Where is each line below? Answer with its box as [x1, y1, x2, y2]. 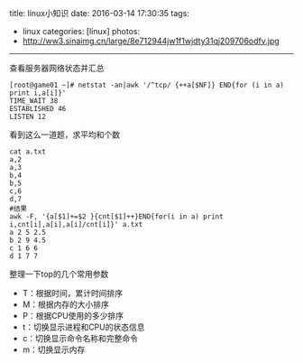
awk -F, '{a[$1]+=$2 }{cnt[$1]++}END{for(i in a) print [9, 212, 224, 221]
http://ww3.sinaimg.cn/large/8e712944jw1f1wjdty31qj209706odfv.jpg [22, 35, 280, 46]
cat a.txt [9, 147, 47, 156]
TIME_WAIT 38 [9, 97, 59, 106]
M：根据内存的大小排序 [22, 299, 110, 310]
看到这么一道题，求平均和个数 [9, 129, 120, 140]
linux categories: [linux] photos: [22, 26, 141, 36]
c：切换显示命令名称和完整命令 [22, 333, 138, 343]
